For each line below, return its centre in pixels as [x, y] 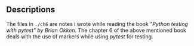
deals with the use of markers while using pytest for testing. [80, 36]
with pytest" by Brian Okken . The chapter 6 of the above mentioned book [96, 30]
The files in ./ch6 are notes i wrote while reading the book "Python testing [97, 24]
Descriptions [31, 10]
